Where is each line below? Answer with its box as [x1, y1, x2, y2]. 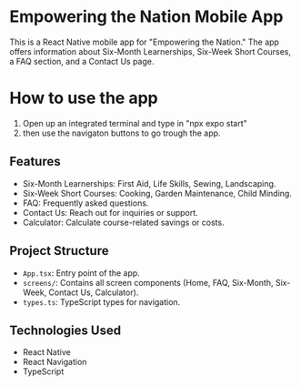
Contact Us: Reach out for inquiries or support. [22, 207, 198, 218]
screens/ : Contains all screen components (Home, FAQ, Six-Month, [22, 277, 274, 288]
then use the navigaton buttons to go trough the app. [22, 127, 221, 138]
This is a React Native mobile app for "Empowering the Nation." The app [9, 36, 280, 47]
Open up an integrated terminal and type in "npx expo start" [22, 117, 247, 128]
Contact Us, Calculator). [48, 287, 139, 298]
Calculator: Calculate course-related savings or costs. [22, 217, 225, 228]
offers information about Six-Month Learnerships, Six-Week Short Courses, [9, 46, 291, 56]
